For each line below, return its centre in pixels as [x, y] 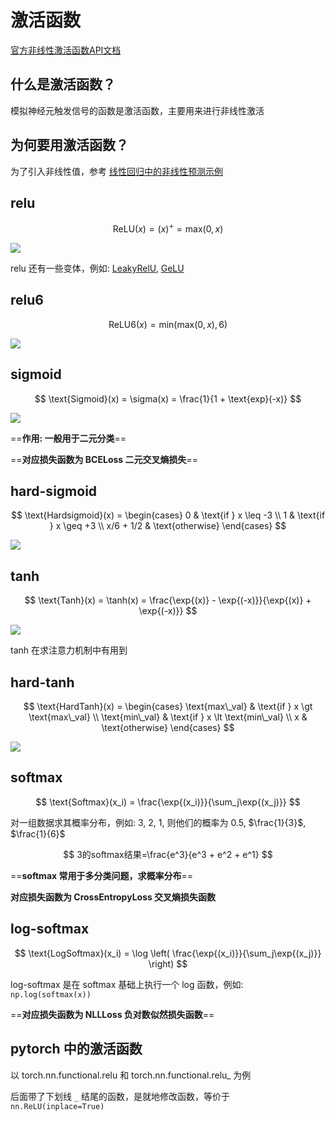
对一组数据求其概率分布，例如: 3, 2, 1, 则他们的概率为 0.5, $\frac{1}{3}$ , [158, 822]
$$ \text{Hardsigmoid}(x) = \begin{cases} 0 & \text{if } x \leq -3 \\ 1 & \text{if [168, 515]
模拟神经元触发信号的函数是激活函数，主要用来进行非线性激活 [137, 110]
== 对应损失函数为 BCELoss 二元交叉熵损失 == [104, 459]
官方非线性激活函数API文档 [66, 50]
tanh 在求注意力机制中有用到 [69, 650]
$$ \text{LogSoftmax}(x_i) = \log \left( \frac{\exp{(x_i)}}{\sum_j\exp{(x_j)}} [168, 953]
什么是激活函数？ [63, 84]
